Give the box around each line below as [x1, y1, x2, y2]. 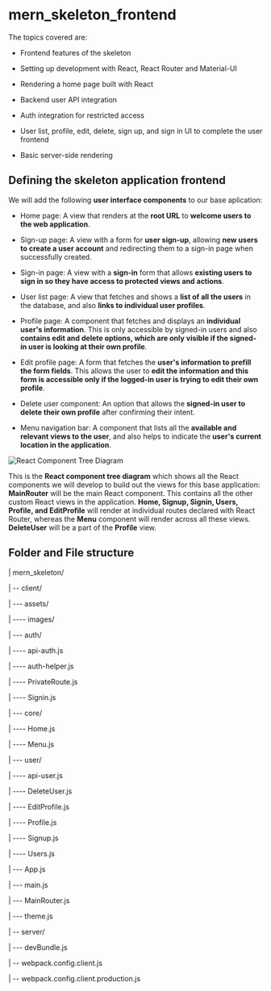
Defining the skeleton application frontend [8, 173, 226, 187]
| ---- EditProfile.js [8, 802, 70, 811]
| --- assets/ [8, 598, 49, 608]
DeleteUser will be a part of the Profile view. [8, 523, 157, 532]
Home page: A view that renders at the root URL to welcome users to [19, 210, 252, 220]
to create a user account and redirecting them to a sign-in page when [19, 244, 254, 253]
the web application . [19, 219, 90, 229]
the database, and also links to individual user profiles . [19, 300, 206, 310]
